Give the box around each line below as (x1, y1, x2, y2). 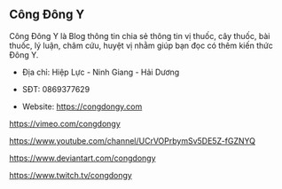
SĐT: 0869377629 (21, 83, 90, 94)
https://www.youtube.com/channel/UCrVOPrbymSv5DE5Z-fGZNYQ (9, 135, 255, 146)
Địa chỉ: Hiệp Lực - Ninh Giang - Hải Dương (21, 67, 180, 77)
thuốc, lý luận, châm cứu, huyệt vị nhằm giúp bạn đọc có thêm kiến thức (9, 40, 273, 51)
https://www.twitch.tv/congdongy (9, 169, 133, 180)
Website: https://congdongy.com (21, 101, 143, 112)
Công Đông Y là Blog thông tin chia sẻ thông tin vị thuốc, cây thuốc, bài (9, 30, 270, 41)
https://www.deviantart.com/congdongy (9, 153, 157, 163)
